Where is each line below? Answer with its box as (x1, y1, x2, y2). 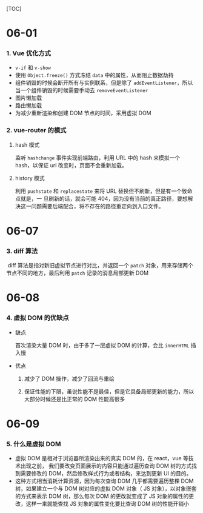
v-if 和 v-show (15, 64, 52, 72)
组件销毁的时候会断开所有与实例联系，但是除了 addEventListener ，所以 (15, 79, 193, 87)
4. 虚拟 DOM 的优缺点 (6, 313, 69, 322)
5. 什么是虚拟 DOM (6, 440, 61, 448)
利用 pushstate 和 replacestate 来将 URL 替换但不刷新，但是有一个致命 (15, 187, 193, 195)
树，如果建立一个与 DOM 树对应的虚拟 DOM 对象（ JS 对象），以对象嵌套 (15, 485, 197, 492)
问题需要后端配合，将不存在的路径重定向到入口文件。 (31, 203, 164, 210)
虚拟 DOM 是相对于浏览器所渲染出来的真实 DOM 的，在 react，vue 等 (15, 455, 189, 462)
